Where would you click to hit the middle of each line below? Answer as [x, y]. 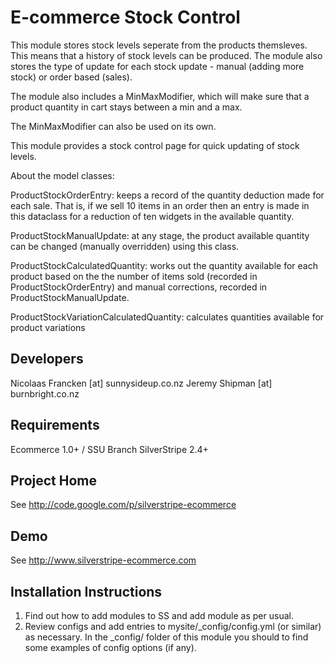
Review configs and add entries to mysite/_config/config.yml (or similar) [173, 626]
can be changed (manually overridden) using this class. [125, 246]
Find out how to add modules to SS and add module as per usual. [159, 615]
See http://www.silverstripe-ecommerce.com [103, 560]
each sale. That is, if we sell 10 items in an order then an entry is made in [160, 205]
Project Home [53, 480]
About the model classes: [62, 175]
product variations [48, 327]
